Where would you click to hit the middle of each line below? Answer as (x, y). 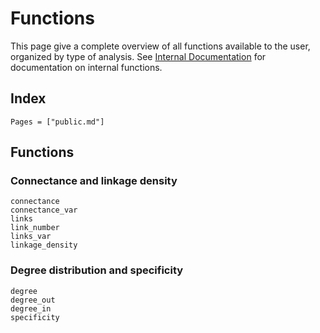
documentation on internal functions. (86, 67)
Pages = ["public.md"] (57, 122)
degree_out (33, 300)
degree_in (31, 308)
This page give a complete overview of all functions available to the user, (160, 46)
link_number (35, 228)
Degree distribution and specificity (97, 270)
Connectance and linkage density (94, 181)
